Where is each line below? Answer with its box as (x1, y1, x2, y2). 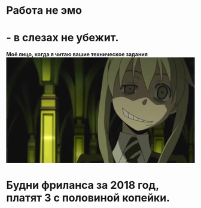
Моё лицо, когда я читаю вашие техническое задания (6, 51, 148, 58)
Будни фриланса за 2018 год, (6, 179, 160, 192)
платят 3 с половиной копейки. (6, 191, 170, 205)
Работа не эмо (6, 4, 83, 17)
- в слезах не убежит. (6, 31, 119, 45)
